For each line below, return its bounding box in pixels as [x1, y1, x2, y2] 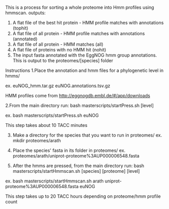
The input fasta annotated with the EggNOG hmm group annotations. [12, 52, 157, 58]
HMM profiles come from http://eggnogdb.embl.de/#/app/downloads [5, 93, 150, 98]
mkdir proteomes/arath [12, 138, 61, 143]
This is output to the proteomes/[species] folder [12, 58, 114, 63]
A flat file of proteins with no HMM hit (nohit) [12, 47, 106, 53]
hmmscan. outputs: [5, 10, 46, 16]
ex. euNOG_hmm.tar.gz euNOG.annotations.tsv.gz [5, 83, 110, 89]
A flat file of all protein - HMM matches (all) [12, 41, 103, 47]
